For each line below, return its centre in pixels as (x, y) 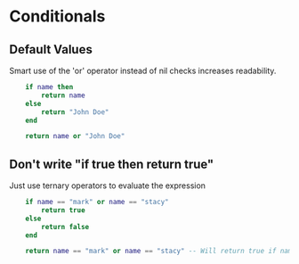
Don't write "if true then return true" (112, 164)
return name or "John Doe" (75, 136)
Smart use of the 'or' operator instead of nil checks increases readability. (143, 70)
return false (65, 227)
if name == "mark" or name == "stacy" (97, 202)
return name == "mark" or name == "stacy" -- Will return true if (151, 252)
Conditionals (57, 16)
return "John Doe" (75, 112)
